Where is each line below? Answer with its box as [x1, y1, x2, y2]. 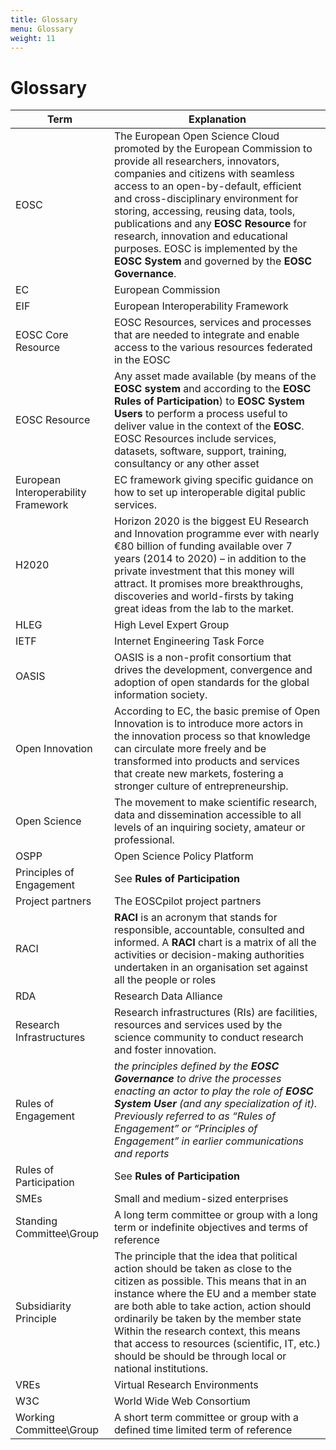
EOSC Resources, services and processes [113, 316, 312, 330]
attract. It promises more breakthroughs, [113, 577, 304, 591]
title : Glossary [10, 14, 78, 25]
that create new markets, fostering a [113, 767, 284, 781]
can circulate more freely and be [113, 742, 267, 756]
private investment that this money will [113, 564, 295, 578]
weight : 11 [10, 33, 56, 43]
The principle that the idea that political [113, 1249, 298, 1263]
